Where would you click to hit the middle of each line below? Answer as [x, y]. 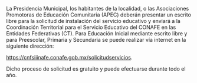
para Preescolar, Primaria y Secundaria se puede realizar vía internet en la [96, 40]
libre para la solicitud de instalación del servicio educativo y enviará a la [93, 21]
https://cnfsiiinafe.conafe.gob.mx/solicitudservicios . [69, 57]
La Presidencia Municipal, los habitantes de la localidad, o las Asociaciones [98, 9]
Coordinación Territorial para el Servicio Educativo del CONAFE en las [91, 27]
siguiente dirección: [30, 46]
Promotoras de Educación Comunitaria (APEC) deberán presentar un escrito [99, 15]
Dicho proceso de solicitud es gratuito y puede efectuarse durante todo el [96, 69]
